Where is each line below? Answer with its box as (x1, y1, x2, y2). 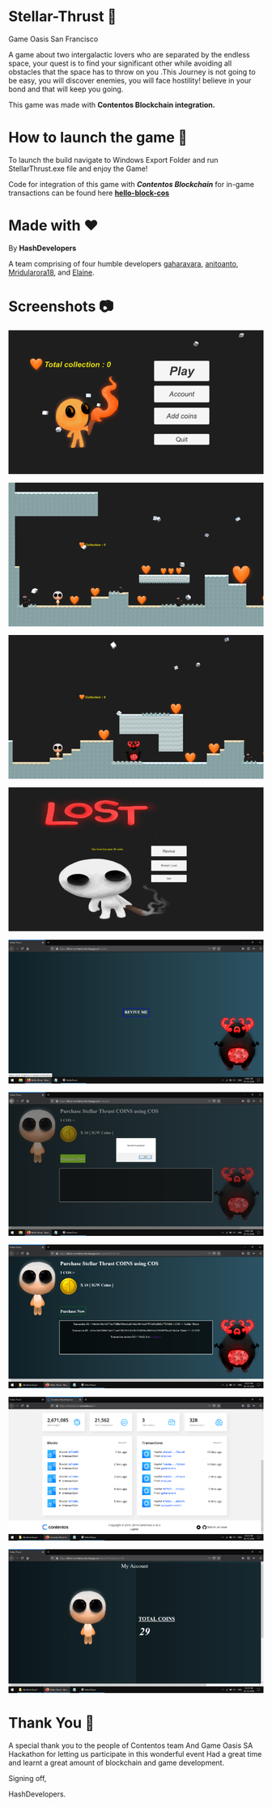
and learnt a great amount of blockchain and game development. (8, 1758, 225, 1768)
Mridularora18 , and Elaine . (8, 267, 95, 277)
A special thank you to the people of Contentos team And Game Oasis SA (8, 1741, 253, 1750)
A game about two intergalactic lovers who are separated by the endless (8, 49, 250, 59)
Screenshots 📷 (8, 297, 114, 315)
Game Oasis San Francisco (8, 34, 99, 44)
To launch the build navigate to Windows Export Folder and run (8, 155, 219, 164)
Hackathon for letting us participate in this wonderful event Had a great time (8, 1749, 262, 1759)
